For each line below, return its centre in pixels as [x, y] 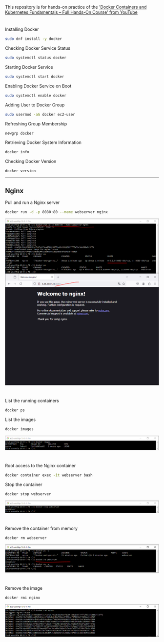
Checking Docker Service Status [38, 48]
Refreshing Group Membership [36, 123]
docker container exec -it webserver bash [49, 475]
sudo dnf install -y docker [34, 39]
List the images [20, 420]
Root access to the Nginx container [41, 466]
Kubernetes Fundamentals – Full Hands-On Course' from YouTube [71, 12]
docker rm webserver [26, 538]
